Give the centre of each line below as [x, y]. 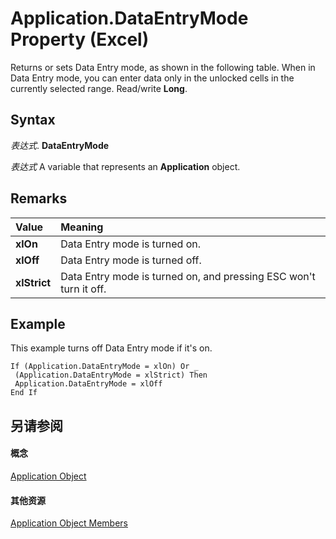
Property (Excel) [80, 39]
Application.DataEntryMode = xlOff [88, 384]
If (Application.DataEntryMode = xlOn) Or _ [104, 367]
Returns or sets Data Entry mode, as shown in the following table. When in [163, 67]
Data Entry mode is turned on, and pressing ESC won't [188, 276]
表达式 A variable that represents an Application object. [125, 166]
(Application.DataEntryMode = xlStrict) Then [111, 375]
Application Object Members [69, 523]
